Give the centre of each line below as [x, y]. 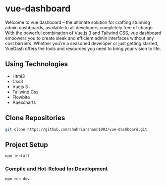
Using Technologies [37, 64]
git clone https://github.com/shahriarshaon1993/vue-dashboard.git [76, 129]
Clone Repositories [35, 118]
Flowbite [21, 97]
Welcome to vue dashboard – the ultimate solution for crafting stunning [78, 22]
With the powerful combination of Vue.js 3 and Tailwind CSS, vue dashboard [83, 33]
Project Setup [27, 145]
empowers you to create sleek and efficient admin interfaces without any [80, 38]
